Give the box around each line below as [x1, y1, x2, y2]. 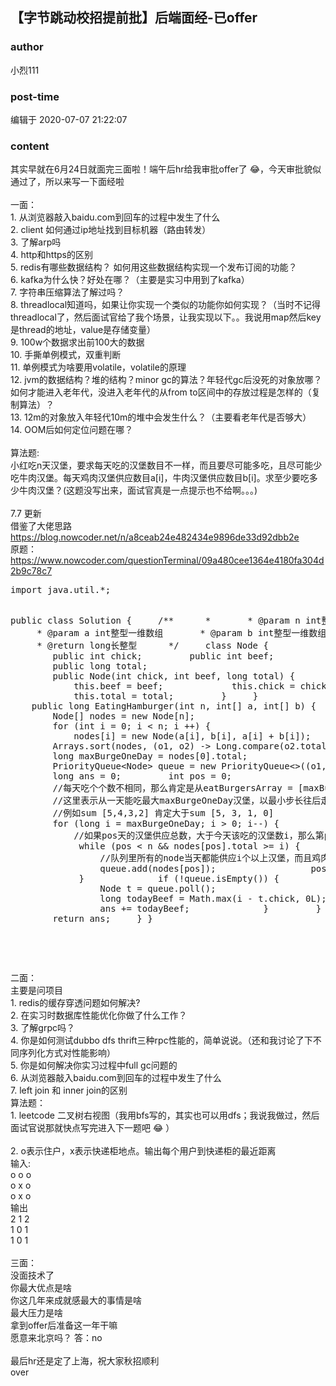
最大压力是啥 [10, 1307, 63, 1319]
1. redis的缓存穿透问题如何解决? [10, 997, 141, 1009]
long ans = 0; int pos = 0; [52, 771, 233, 782]
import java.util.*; [10, 584, 112, 596]
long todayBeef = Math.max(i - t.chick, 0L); [99, 893, 327, 905]
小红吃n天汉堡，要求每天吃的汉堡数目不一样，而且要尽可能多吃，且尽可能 [10, 459, 314, 472]
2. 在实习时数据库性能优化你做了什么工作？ [10, 1009, 188, 1022]
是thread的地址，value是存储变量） [10, 324, 157, 336]
